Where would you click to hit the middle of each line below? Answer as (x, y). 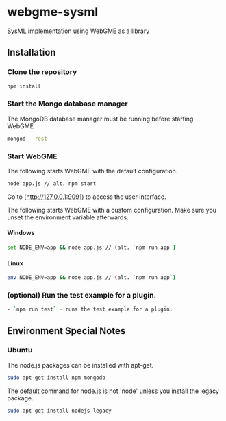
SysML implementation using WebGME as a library (78, 31)
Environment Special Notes (66, 331)
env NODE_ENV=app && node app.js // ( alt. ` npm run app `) (91, 278)
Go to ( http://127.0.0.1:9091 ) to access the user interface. (87, 197)
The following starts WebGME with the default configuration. (92, 171)
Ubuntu (20, 350)
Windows (21, 233)
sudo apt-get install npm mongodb (56, 378)
